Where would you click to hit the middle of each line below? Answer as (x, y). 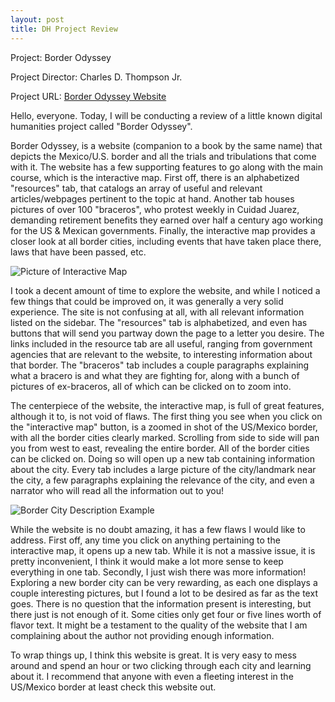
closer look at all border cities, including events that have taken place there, (166, 241)
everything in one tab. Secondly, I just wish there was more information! (158, 572)
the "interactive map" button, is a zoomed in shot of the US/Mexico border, (164, 427)
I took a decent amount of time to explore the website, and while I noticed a (165, 290)
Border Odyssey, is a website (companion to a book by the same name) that (166, 145)
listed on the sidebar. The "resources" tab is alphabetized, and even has (159, 322)
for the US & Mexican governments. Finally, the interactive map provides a (163, 230)
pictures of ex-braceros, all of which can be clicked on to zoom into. (151, 386)
